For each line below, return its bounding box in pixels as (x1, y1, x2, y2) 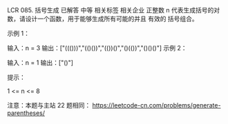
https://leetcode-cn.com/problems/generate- (92, 101, 221, 109)
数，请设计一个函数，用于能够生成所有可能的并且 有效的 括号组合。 (7, 14, 198, 23)
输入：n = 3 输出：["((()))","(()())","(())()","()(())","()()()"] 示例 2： (7, 44, 187, 52)
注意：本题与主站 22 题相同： (7, 101, 91, 109)
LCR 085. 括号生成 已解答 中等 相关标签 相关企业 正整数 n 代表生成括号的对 (7, 6, 220, 14)
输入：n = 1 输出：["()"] (7, 59, 74, 67)
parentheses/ (7, 109, 46, 117)
